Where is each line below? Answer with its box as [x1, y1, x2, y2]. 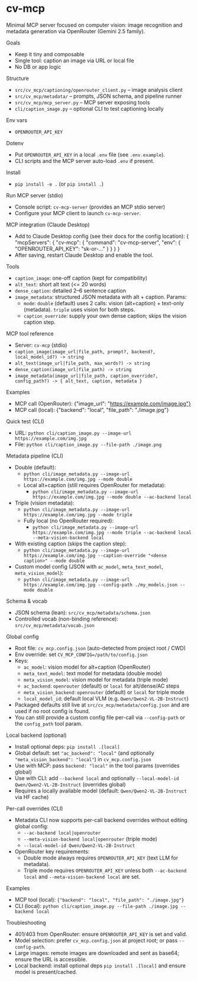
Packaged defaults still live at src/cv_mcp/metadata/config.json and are [14, 701, 190, 708]
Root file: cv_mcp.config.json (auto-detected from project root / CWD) [14, 644, 186, 651]
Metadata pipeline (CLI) [6, 452, 64, 459]
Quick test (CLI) [6, 417, 44, 425]
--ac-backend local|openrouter [23, 830, 101, 836]
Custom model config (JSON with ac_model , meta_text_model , [14, 563, 164, 570]
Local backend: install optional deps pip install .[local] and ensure [14, 962, 186, 969]
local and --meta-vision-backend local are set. [23, 873, 141, 880]
